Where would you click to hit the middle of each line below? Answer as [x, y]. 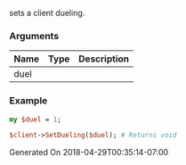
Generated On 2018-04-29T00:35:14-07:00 [89, 153]
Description [104, 59]
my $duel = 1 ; [36, 120]
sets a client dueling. [47, 13]
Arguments [34, 36]
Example [28, 101]
